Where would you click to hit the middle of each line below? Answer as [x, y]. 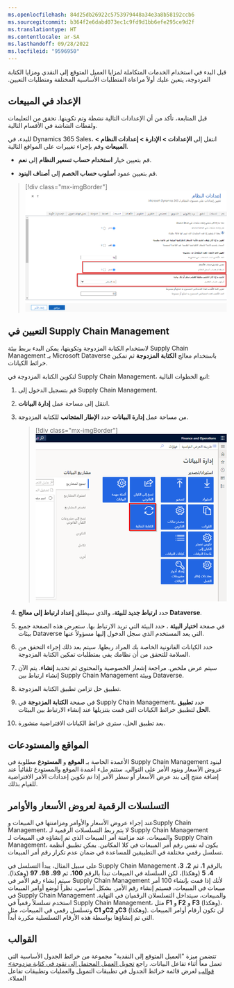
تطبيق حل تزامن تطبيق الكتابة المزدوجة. [69, 689]
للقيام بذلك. [23, 784]
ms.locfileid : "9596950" [44, 51]
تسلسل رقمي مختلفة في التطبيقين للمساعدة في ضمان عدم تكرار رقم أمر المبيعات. [116, 852]
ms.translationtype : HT [42, 29]
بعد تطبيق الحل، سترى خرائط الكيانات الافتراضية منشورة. [92, 723]
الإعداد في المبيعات [44, 101]
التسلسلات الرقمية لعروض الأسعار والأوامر [89, 806]
